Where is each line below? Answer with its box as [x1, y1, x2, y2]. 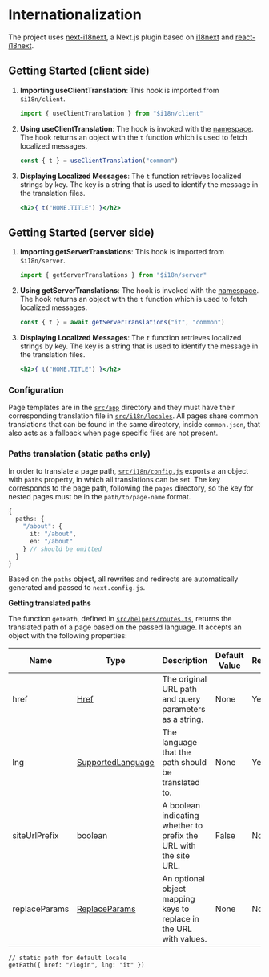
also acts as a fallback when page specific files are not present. [8, 428, 219, 438]
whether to [162, 820, 203, 832]
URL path [162, 684, 198, 695]
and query [162, 694, 201, 705]
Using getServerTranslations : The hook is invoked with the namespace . [19, 286, 259, 295]
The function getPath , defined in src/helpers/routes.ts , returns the [8, 614, 232, 624]
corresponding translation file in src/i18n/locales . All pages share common [8, 411, 259, 421]
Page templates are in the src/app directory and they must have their [8, 403, 235, 413]
